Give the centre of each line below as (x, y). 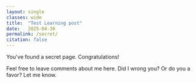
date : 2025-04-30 (31, 29)
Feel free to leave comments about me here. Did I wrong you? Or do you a (98, 69)
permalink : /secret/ (32, 34)
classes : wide (24, 17)
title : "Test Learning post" (44, 23)
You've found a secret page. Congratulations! (63, 57)
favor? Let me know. (31, 75)
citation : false (27, 40)
